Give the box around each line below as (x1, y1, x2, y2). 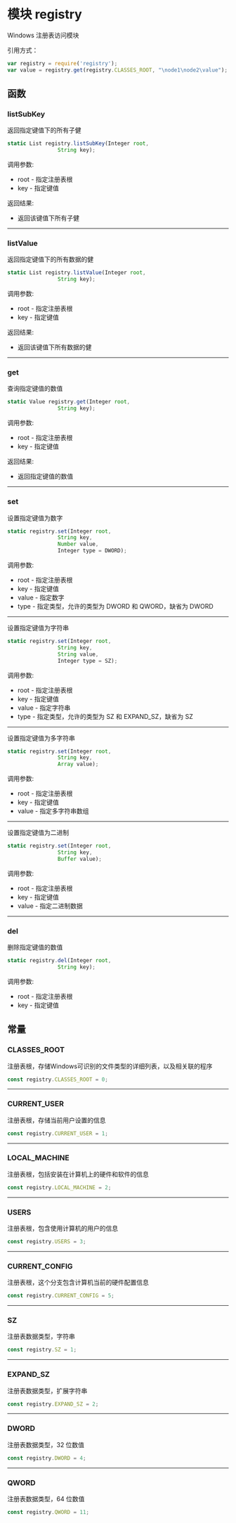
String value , (57, 651, 99, 658)
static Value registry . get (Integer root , (7, 398, 131, 406)
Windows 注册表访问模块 (7, 31, 79, 39)
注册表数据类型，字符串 (7, 1333, 75, 1341)
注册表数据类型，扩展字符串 (7, 1386, 88, 1395)
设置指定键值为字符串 (7, 623, 69, 633)
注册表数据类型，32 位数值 (7, 1440, 85, 1449)
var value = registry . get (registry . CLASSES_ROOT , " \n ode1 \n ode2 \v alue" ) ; (7, 66, 228, 74)
